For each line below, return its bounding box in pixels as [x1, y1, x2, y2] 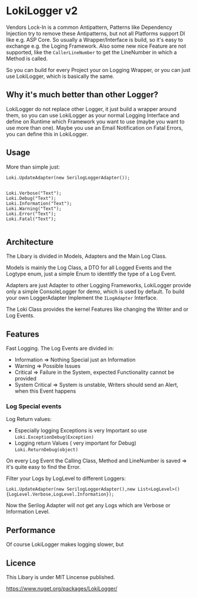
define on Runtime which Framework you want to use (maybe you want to [6, 118, 185, 125]
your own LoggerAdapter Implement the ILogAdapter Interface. [6, 294, 158, 301]
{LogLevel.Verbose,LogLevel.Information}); [6, 491, 115, 498]
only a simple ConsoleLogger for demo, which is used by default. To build [6, 288, 185, 295]
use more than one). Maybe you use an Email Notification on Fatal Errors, [6, 124, 183, 131]
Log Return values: [6, 416, 52, 423]
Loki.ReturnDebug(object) [14, 447, 78, 453]
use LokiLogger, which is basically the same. [6, 73, 115, 80]
